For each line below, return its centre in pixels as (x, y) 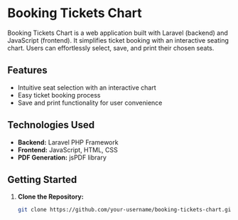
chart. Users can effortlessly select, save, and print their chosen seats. (111, 48)
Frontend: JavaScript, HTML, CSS (68, 150)
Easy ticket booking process (59, 95)
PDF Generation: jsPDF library (62, 157)
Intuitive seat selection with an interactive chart (87, 88)
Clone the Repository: (50, 197)
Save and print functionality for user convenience (90, 103)
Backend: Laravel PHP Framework (68, 142)
